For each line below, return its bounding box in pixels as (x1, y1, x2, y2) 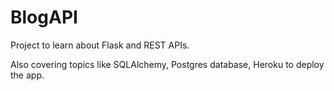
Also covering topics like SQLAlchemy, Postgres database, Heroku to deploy (10, 58, 325, 70)
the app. (10, 69, 45, 81)
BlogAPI (10, 6, 78, 29)
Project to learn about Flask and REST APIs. (10, 39, 190, 51)
